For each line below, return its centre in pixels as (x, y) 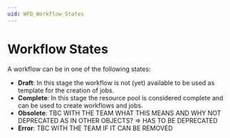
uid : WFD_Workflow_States (46, 14)
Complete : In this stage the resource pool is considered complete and (120, 97)
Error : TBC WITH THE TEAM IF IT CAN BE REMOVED (95, 128)
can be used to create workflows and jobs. (80, 105)
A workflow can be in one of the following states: (79, 69)
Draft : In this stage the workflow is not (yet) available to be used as (116, 83)
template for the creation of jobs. (66, 90)
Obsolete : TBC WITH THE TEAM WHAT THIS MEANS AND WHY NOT (119, 113)
